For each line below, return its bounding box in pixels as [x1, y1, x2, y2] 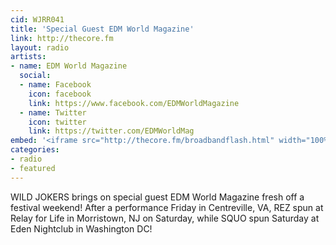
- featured [10, 163, 56, 173]
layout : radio [10, 42, 70, 53]
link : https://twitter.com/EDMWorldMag [28, 126, 195, 136]
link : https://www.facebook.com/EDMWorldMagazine [28, 98, 240, 108]
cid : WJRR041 [10, 14, 65, 25]
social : [19, 71, 52, 81]
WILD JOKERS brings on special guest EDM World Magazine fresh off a [10, 191, 305, 203]
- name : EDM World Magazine [10, 61, 128, 71]
